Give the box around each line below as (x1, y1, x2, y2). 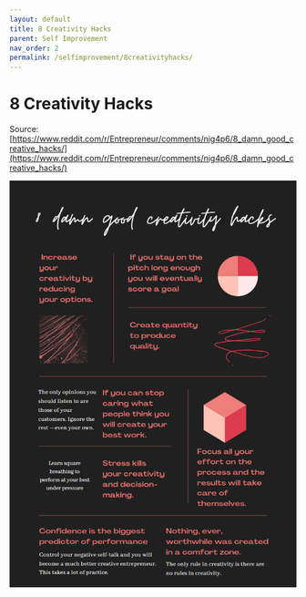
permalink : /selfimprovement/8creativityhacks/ (9, 53, 194, 63)
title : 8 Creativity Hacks (9, 24, 112, 34)
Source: (9, 124, 39, 135)
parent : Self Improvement (9, 34, 107, 43)
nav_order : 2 (9, 44, 59, 53)
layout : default (9, 15, 71, 24)
